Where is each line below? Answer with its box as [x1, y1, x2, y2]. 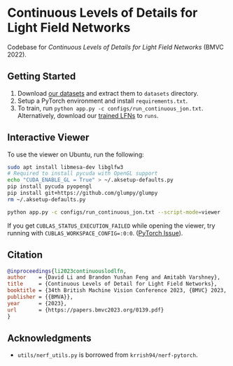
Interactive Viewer [7, 131, 90, 144]
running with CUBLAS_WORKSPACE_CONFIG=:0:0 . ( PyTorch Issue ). [7, 228, 183, 237]
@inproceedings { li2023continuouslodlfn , [7, 268, 127, 274]
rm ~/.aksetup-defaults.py [7, 196, 86, 203]
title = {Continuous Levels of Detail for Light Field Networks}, [7, 281, 218, 288]
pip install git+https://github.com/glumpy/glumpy [7, 190, 158, 197]
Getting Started [7, 71, 76, 82]
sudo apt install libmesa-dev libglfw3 [7, 163, 124, 170]
